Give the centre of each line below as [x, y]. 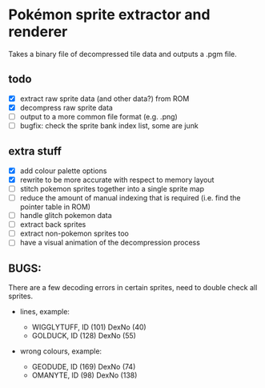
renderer [38, 32]
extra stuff [35, 151]
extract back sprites [53, 224]
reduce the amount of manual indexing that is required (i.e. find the [130, 198]
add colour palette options [63, 171]
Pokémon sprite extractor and [109, 15]
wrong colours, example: [61, 351]
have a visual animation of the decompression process [110, 243]
